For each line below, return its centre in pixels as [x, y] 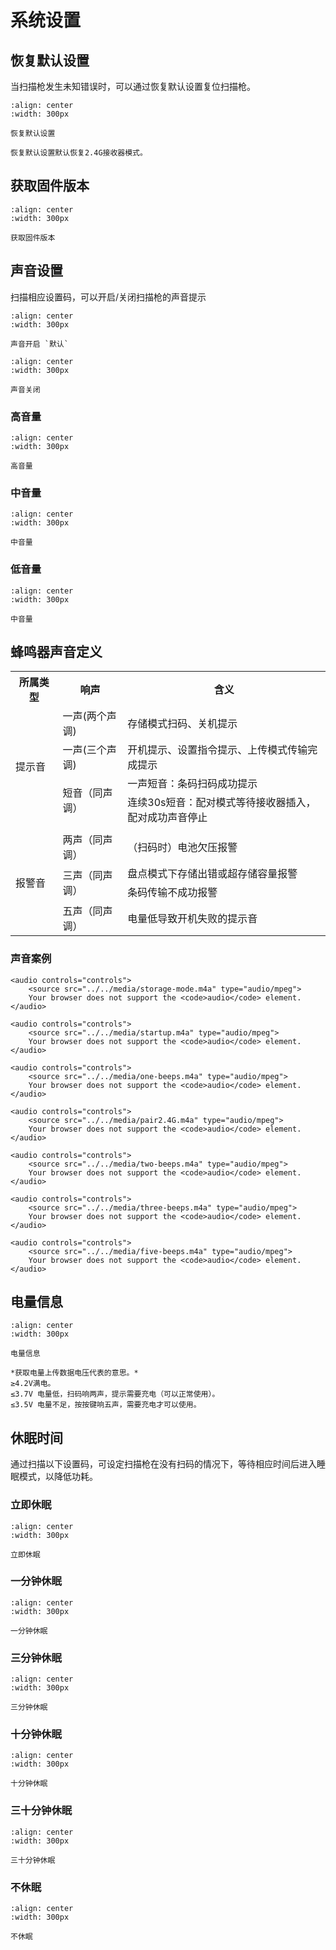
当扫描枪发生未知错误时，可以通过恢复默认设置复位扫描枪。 [133, 86]
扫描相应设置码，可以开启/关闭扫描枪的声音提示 [108, 297]
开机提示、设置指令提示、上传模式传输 [217, 750]
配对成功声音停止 [167, 818]
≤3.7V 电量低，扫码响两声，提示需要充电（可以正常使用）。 [115, 1394]
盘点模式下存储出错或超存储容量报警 [212, 874]
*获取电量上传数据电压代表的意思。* [74, 1373]
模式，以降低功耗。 [58, 1477]
